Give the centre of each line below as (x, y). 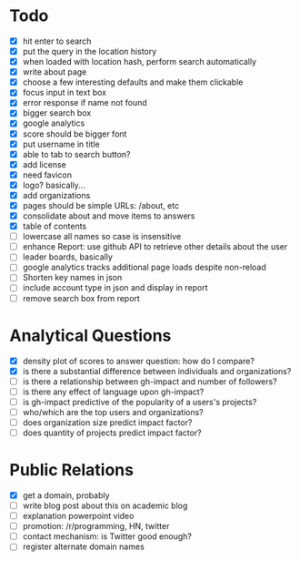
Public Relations (72, 470)
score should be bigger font (75, 134)
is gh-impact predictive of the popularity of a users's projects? (140, 402)
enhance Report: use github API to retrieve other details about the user (155, 247)
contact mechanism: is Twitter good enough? (107, 536)
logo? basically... (54, 185)
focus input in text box (65, 93)
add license (44, 164)
